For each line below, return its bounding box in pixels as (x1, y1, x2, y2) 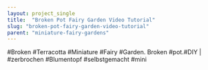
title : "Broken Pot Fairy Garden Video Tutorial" (7, 16, 156, 23)
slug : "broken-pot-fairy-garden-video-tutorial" (7, 23, 149, 30)
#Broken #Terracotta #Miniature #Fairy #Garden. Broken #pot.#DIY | (7, 48, 202, 56)
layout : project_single (7, 10, 76, 17)
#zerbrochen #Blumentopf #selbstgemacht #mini (7, 56, 147, 64)
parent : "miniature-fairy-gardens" (7, 29, 110, 36)
